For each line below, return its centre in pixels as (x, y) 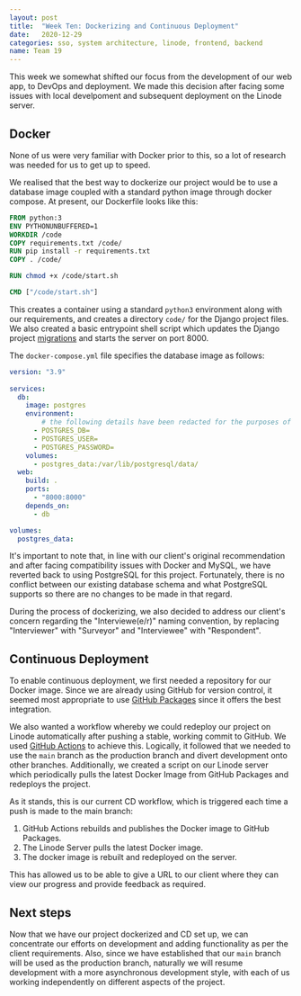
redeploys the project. (50, 785)
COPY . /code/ (36, 260)
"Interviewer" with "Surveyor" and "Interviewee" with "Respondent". (136, 631)
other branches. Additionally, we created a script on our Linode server (139, 765)
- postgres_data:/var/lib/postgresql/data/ (116, 464)
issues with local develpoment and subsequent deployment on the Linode (146, 96)
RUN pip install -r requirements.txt (80, 251)
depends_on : (48, 506)
